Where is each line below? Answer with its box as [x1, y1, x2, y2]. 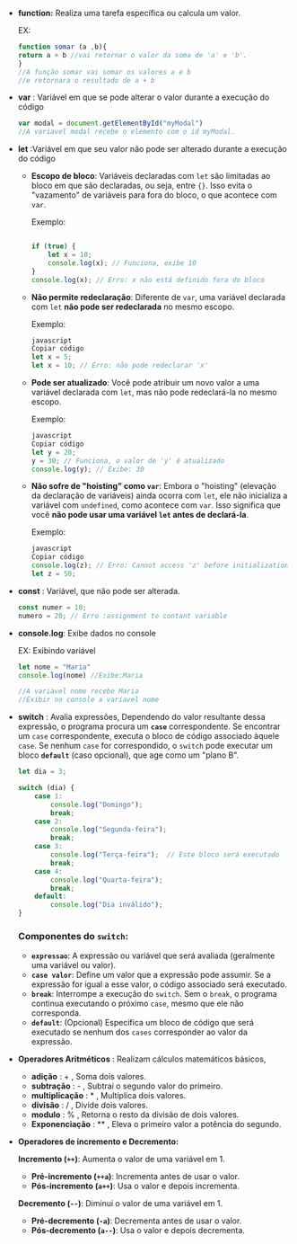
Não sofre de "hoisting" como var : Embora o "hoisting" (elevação [31, 481, 276, 492]
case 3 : [34, 842, 63, 851]
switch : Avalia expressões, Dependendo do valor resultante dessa [17, 712, 266, 723]
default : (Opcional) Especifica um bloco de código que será [31, 1017, 254, 1028]
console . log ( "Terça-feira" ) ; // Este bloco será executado [50, 850, 280, 859]
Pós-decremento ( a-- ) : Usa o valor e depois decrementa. [31, 1225, 245, 1236]
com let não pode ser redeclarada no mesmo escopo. [31, 301, 235, 312]
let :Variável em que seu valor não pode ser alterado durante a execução [17, 144, 287, 155]
